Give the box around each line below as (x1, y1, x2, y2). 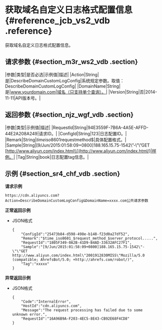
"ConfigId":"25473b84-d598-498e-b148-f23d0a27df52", (21, 232, 130, 237)
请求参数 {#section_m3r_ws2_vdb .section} (5, 58, 138, 66)
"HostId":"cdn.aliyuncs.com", (21, 304, 82, 309)
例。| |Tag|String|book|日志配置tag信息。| (5, 154, 89, 160)
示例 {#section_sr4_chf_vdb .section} (5, 169, 120, 178)
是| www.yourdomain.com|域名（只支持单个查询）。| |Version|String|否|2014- (5, 89, 158, 95)
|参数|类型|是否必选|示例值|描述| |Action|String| (5, 72, 99, 77)
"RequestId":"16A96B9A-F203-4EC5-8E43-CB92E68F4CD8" (21, 316, 130, 321)
